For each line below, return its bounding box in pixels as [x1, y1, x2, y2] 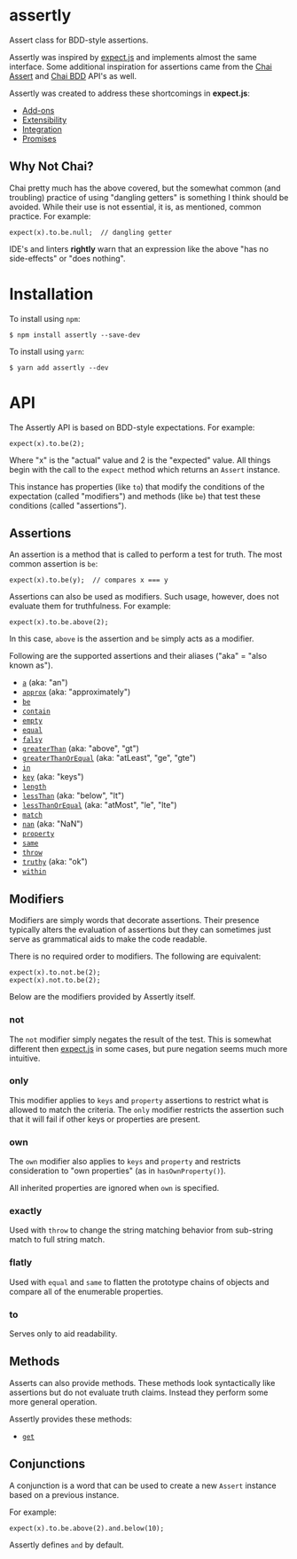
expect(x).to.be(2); [9, 439, 86, 448]
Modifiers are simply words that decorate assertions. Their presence [9, 915, 260, 926]
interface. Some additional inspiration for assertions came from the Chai [9, 61, 272, 72]
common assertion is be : [9, 559, 98, 569]
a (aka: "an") [21, 678, 68, 688]
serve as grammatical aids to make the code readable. [9, 934, 207, 944]
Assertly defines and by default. [9, 1539, 124, 1550]
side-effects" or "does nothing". [9, 253, 126, 263]
